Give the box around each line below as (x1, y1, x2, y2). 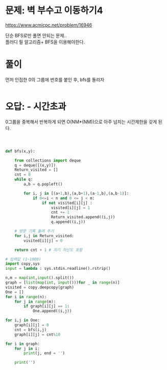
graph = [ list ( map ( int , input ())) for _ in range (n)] (5, 280, 120, 285)
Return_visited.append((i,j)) (51, 215, 115, 220)
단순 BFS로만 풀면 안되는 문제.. (5, 32, 67, 38)
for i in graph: (5, 341, 40, 346)
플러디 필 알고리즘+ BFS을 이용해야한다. (5, 39, 85, 45)
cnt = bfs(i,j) (14, 327, 47, 332)
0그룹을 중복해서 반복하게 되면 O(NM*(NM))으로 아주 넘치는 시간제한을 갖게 (5, 119, 157, 125)
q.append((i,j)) (51, 219, 86, 225)
